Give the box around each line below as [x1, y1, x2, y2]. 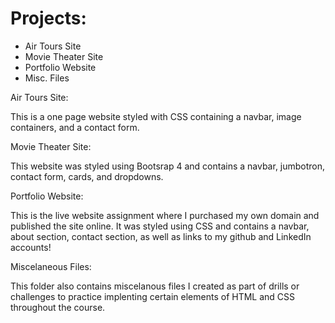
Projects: [10, 7, 87, 30]
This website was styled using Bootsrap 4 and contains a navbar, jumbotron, [10, 160, 326, 172]
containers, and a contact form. [10, 121, 140, 133]
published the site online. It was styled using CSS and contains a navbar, [10, 220, 310, 232]
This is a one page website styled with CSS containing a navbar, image [10, 110, 302, 122]
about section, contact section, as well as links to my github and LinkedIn [10, 230, 312, 242]
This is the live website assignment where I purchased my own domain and [10, 209, 320, 221]
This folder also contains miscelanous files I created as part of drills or [10, 280, 300, 292]
